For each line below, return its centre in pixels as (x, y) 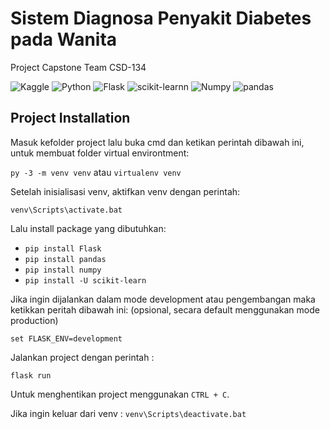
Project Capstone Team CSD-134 (78, 67)
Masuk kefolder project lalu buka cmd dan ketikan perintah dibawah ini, (157, 142)
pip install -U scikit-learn (85, 280)
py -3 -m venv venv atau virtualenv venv (96, 172)
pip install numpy (63, 270)
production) (34, 320)
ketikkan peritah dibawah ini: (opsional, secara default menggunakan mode (165, 309)
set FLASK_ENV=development (66, 338)
